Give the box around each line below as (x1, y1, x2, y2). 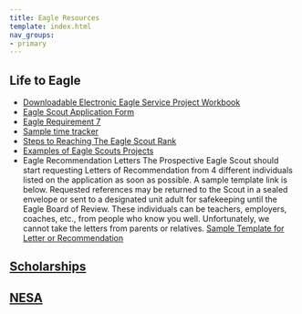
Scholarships (9, 259, 87, 275)
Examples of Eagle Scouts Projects (22, 145, 154, 156)
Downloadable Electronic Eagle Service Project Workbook (22, 97, 241, 108)
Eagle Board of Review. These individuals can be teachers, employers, (22, 204, 287, 215)
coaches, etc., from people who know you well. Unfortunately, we (22, 214, 270, 225)
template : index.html (9, 22, 92, 31)
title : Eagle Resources (9, 13, 100, 23)
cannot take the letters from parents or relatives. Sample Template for (22, 223, 285, 234)
